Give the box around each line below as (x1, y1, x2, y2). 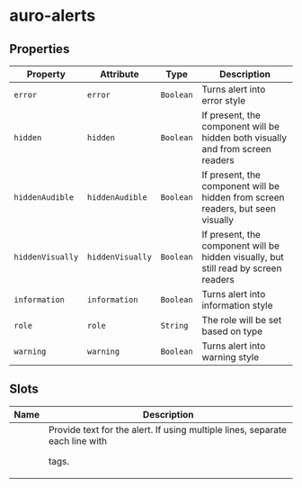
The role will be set (201, 314, 282, 326)
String (160, 321, 189, 330)
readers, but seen (201, 203, 277, 214)
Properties (9, 41, 70, 57)
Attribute (100, 68, 139, 80)
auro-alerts (9, 5, 96, 26)
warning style (201, 351, 259, 363)
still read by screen (201, 262, 282, 275)
